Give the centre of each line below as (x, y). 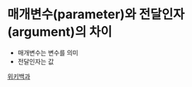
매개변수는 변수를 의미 (48, 53)
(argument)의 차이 (60, 32)
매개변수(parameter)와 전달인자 (96, 14)
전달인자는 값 (36, 61)
